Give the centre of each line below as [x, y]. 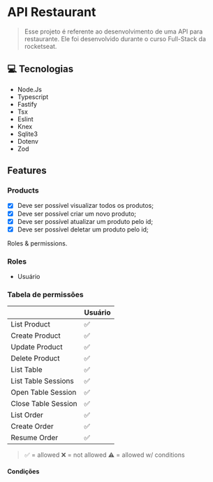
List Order [27, 415]
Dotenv [28, 141]
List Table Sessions [43, 381]
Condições [23, 471]
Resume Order [35, 438]
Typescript [33, 97]
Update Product [37, 347]
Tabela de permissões [45, 294]
